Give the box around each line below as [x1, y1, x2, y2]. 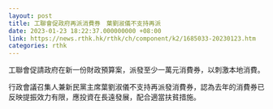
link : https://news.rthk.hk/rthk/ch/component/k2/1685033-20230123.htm [8, 34, 256, 43]
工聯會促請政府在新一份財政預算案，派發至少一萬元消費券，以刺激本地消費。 [8, 65, 265, 75]
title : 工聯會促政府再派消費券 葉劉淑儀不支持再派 [8, 19, 161, 27]
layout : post [8, 11, 53, 20]
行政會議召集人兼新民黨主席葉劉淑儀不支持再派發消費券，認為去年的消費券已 [8, 82, 265, 92]
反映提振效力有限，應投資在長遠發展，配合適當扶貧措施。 [8, 92, 201, 102]
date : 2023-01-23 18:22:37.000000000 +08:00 [8, 27, 162, 35]
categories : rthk [8, 42, 67, 50]
